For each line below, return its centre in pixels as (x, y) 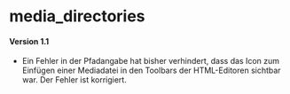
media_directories (77, 16)
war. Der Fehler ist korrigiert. (74, 80)
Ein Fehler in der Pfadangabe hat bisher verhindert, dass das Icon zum (151, 61)
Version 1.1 (29, 41)
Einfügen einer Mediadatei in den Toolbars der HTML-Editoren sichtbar (151, 70)
